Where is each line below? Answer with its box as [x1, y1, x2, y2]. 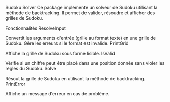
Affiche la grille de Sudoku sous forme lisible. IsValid [5, 50, 116, 56]
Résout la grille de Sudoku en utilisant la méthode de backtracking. [5, 75, 146, 81]
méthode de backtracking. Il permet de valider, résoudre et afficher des [5, 10, 155, 16]
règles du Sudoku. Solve [5, 66, 57, 71]
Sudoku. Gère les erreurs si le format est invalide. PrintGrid [5, 40, 129, 46]
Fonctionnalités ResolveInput [5, 25, 66, 31]
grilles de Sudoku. [5, 15, 43, 21]
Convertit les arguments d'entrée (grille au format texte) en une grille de [5, 35, 156, 41]
